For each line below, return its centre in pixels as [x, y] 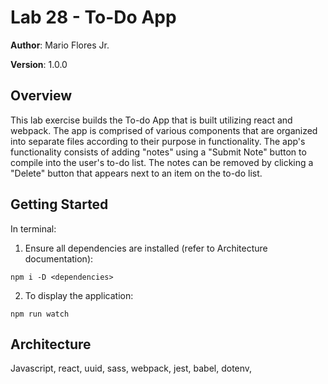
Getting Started [59, 204]
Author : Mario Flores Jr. [60, 45]
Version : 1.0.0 [39, 64]
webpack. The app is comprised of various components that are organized [164, 130]
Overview [41, 96]
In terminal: [33, 228]
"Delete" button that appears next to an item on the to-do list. [136, 173]
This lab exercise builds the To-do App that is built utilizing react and [151, 120]
